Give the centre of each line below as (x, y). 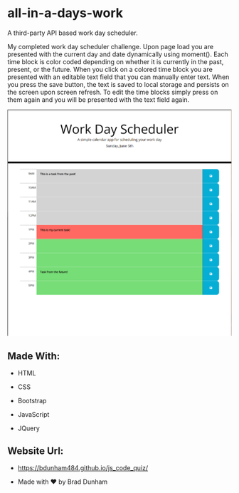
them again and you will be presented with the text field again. (99, 99)
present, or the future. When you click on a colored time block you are (110, 69)
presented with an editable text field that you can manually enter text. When (118, 77)
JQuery (29, 428)
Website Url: (36, 451)
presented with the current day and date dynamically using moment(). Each (118, 54)
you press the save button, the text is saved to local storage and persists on (118, 84)
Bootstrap (32, 401)
